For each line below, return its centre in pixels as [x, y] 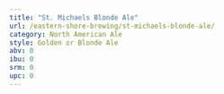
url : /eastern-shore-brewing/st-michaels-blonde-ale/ [112, 26]
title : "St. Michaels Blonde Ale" [74, 17]
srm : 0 [22, 68]
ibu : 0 [22, 59]
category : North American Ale [66, 34]
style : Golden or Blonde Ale [64, 43]
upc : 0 [22, 76]
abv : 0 [22, 51]
